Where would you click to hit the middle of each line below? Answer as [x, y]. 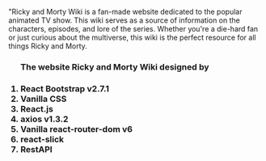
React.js [37, 108]
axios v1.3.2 [44, 119]
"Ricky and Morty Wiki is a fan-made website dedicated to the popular [125, 12]
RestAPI [36, 149]
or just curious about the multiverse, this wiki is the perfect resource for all [132, 37]
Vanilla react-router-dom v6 [76, 129]
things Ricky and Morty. [48, 46]
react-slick [42, 139]
